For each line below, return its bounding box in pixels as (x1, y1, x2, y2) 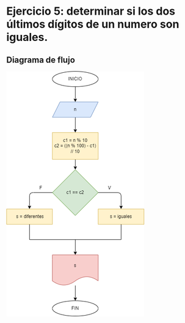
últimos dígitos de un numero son (6, 17, 180, 31)
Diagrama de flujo (6, 54, 75, 65)
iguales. (6, 31, 48, 44)
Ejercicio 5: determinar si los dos (6, 4, 176, 18)
